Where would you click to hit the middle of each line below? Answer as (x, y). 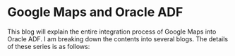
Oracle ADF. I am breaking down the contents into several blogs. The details (117, 38)
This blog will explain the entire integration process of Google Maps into (112, 31)
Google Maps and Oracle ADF (95, 12)
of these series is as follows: (49, 46)
